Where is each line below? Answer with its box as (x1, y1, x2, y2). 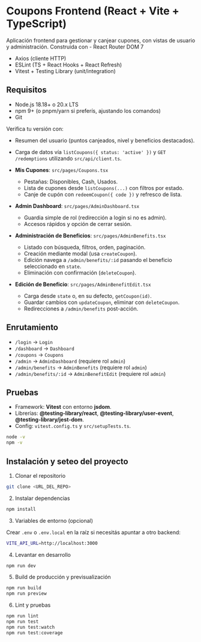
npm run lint (6, 613, 39, 619)
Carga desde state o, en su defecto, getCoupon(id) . (23, 292, 152, 299)
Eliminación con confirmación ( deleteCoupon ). (23, 269, 137, 276)
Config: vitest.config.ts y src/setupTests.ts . (14, 423, 131, 430)
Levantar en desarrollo (14, 551, 71, 558)
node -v (6, 434, 26, 440)
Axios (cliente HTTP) (14, 55, 67, 62)
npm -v (6, 439, 23, 446)
